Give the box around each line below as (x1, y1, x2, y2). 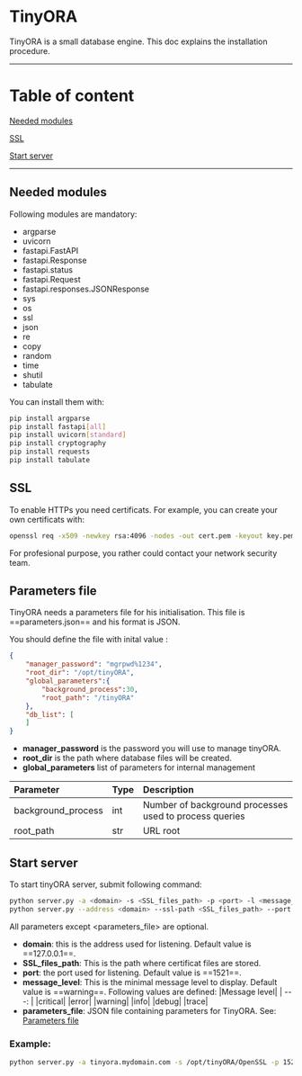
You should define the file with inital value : (9, 634, 168, 645)
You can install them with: (9, 396, 105, 407)
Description (142, 784, 195, 796)
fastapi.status (22, 264, 74, 275)
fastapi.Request (22, 273, 81, 284)
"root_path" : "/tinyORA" (41, 693, 135, 703)
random (22, 350, 52, 361)
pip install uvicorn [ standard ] (9, 430, 127, 440)
